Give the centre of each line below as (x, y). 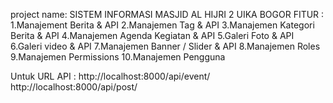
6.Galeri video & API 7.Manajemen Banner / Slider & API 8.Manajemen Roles (165, 46)
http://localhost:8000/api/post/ (74, 87)
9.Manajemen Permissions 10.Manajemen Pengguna (118, 57)
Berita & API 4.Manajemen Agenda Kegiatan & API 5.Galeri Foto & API (152, 35)
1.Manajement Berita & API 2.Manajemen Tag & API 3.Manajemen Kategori (162, 25)
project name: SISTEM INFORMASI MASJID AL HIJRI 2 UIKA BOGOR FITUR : (167, 14)
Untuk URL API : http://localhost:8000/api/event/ (110, 76)
